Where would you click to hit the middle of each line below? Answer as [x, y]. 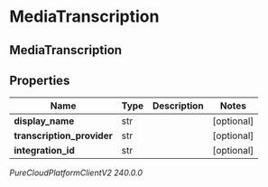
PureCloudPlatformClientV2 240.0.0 [76, 173]
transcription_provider [63, 136]
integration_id [44, 151]
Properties [40, 80]
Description [178, 106]
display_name [44, 121]
